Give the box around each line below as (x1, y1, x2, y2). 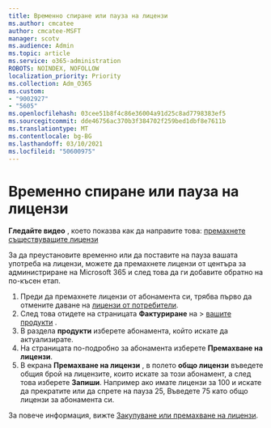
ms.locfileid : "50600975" (8, 147, 95, 155)
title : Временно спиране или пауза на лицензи (8, 11, 168, 20)
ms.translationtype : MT (8, 125, 89, 133)
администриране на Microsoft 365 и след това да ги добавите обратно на (8, 268, 264, 278)
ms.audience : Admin (8, 42, 74, 50)
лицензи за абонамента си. (19, 395, 115, 405)
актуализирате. (19, 335, 74, 345)
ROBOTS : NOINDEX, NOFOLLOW (8, 65, 100, 73)
